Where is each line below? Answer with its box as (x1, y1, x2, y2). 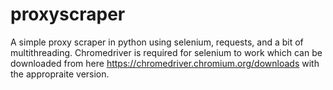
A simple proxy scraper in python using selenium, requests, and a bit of (10, 36, 304, 48)
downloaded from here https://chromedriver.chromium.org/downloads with (10, 57, 320, 69)
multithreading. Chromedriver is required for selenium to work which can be (10, 46, 323, 58)
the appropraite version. (10, 68, 110, 80)
